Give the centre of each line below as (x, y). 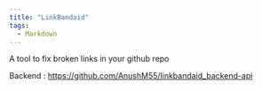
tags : (19, 26)
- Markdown (37, 34)
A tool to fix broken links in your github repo (89, 59)
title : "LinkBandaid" (49, 17)
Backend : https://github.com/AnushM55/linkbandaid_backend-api (131, 76)
